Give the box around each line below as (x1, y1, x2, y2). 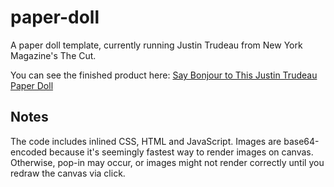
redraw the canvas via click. (10, 167, 126, 179)
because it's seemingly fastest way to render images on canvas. (49, 146, 314, 158)
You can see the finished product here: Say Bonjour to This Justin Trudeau (10, 69, 318, 81)
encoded (10, 146, 48, 158)
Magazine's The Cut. (10, 49, 97, 61)
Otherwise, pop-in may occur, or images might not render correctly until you (10, 156, 325, 168)
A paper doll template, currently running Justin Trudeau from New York (10, 39, 303, 51)
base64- (283, 135, 320, 147)
